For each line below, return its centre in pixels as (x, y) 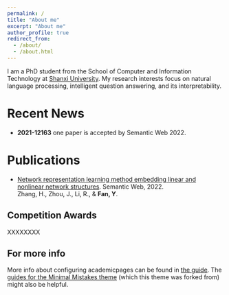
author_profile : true (38, 33)
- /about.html (33, 52)
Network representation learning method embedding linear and (107, 179)
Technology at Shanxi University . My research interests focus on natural (109, 78)
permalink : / (26, 13)
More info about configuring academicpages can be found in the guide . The (115, 270)
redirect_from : (29, 39)
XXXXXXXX (24, 232)
